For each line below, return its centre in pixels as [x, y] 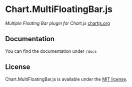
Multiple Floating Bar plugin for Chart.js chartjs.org [57, 23]
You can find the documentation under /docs [51, 51]
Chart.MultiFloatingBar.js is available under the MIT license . [66, 79]
